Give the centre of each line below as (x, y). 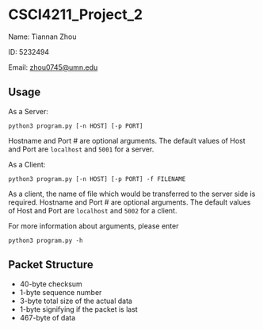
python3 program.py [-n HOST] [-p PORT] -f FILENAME (97, 179)
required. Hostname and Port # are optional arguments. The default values (130, 202)
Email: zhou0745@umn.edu (53, 67)
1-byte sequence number (61, 292)
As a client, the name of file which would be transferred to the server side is (132, 194)
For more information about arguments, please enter (93, 226)
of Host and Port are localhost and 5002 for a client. (93, 210)
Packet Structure (51, 265)
